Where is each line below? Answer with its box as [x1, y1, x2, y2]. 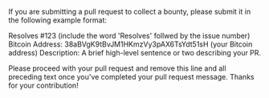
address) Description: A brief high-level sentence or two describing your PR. [8, 48, 262, 57]
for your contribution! [8, 80, 79, 90]
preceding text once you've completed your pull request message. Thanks [8, 72, 255, 81]
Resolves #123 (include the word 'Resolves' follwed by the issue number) [8, 31, 251, 40]
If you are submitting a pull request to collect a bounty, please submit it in [8, 7, 251, 16]
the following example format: [8, 15, 107, 25]
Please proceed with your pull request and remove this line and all [8, 63, 226, 73]
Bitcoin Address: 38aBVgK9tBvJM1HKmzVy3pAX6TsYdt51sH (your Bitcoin [8, 39, 253, 49]
